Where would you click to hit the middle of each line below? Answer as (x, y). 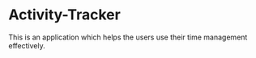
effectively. (27, 45)
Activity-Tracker (65, 15)
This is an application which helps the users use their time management (128, 37)
